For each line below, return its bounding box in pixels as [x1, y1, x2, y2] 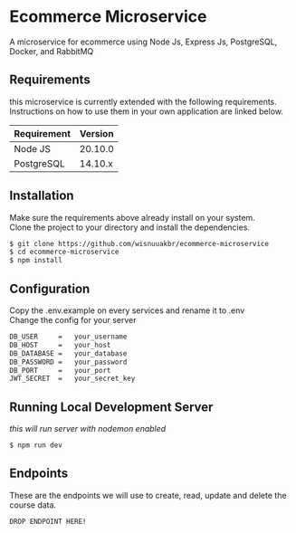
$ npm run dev [9, 441, 63, 450]
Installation [9, 188, 74, 204]
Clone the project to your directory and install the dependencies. [9, 222, 251, 233]
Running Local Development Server [9, 399, 214, 414]
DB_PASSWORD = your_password [9, 357, 128, 366]
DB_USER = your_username [9, 332, 128, 341]
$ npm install [9, 256, 63, 265]
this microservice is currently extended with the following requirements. [9, 96, 278, 107]
